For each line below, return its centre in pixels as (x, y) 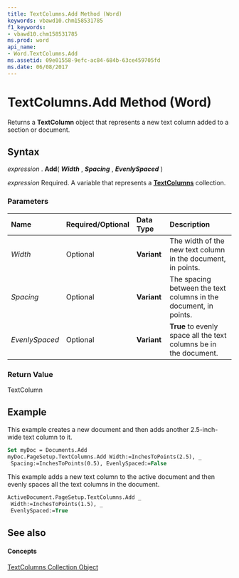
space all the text (198, 335)
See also (27, 533)
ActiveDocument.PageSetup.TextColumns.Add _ (74, 497)
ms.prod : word (28, 41)
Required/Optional (98, 224)
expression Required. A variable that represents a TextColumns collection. (117, 183)
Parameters (28, 202)
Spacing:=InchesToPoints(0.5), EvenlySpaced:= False (89, 463)
